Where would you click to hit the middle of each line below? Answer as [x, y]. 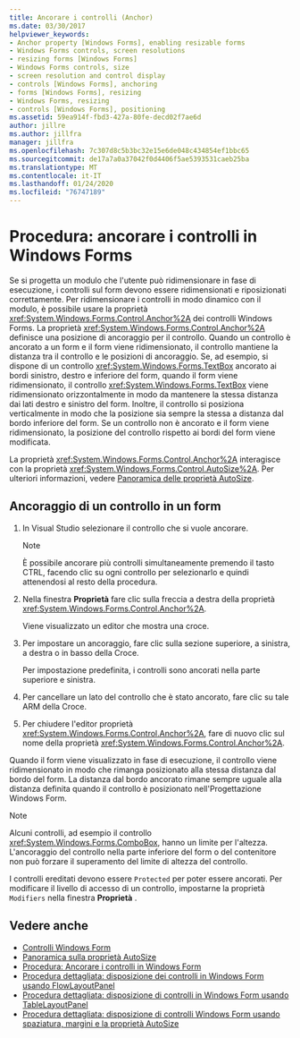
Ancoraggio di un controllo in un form [115, 506]
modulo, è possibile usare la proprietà [79, 309]
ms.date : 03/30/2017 [48, 26]
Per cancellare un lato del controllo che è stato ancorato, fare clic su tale [155, 697]
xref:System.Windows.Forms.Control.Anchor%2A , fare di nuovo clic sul [154, 733]
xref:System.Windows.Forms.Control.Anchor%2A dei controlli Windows [141, 318]
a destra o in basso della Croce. [81, 652]
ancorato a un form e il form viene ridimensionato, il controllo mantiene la [144, 346]
